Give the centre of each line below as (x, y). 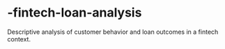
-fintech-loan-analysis (75, 13)
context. (19, 39)
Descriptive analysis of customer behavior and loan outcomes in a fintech (113, 32)
